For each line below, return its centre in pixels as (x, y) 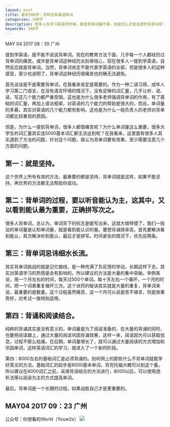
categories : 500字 (24, 19)
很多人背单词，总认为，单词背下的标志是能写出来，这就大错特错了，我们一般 (85, 223)
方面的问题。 (18, 146)
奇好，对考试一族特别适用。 (34, 298)
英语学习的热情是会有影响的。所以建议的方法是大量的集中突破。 (80, 273)
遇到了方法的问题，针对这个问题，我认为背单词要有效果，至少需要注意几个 (87, 139)
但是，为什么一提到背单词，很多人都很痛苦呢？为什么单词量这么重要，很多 (83, 127)
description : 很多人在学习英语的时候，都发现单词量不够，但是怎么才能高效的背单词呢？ (86, 24)
